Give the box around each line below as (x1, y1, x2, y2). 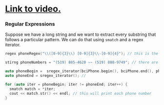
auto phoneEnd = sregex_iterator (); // (5, 74, 86, 78)
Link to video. (5, 3, 61, 15)
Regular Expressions (5, 21, 55, 28)
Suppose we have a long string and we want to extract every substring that (5, 31, 156, 37)
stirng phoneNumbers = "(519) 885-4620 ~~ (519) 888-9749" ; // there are (5, 60, 159, 65)
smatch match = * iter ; (9, 86, 56, 91)
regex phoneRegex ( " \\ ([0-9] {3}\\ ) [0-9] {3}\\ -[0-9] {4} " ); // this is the (5, 51, 159, 56)
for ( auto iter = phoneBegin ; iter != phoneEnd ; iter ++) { (5, 82, 128, 87)
